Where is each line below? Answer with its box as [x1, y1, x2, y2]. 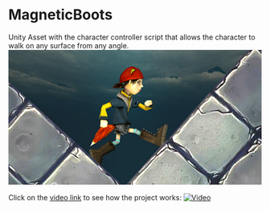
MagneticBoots [8, 6, 113, 24]
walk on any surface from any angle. [8, 40, 129, 50]
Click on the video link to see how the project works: [8, 193, 182, 203]
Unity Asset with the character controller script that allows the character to [8, 32, 256, 42]
